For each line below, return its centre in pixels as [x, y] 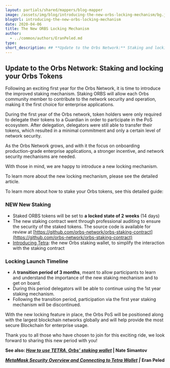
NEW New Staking [28, 205]
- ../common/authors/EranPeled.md [46, 39]
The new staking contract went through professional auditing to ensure [87, 221]
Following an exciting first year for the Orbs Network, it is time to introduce [83, 88]
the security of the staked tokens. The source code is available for [81, 226]
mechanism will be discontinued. [47, 305]
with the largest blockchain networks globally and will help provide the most [84, 320]
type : [11, 43]
